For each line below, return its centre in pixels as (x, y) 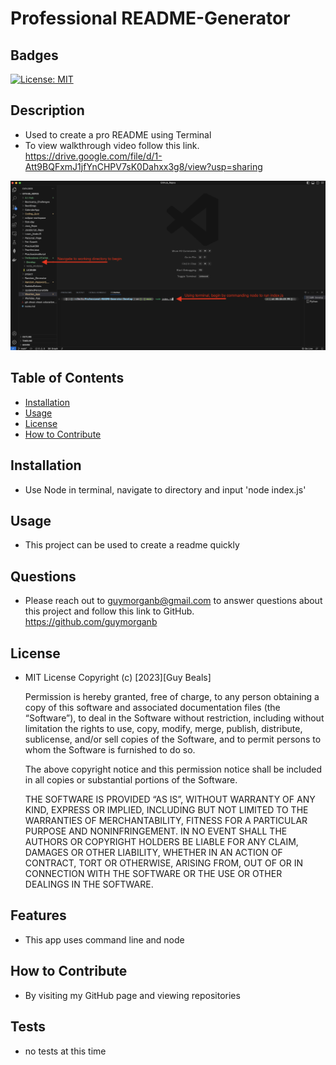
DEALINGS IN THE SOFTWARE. (89, 884)
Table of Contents (67, 378)
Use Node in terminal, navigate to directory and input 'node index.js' (165, 489)
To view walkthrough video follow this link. (112, 145)
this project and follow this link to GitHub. (109, 611)
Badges (34, 55)
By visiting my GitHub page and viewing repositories (132, 995)
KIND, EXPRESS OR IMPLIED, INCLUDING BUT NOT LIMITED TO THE (166, 810)
